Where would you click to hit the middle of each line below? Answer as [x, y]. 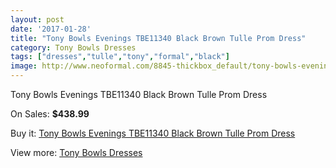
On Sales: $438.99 [50, 114]
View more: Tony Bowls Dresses [76, 152]
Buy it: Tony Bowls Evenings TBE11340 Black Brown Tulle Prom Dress [153, 133]
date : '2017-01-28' [51, 29]
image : [24, 66]
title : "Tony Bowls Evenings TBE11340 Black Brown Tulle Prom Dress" [158, 38]
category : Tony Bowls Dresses [73, 47]
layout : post [37, 19]
